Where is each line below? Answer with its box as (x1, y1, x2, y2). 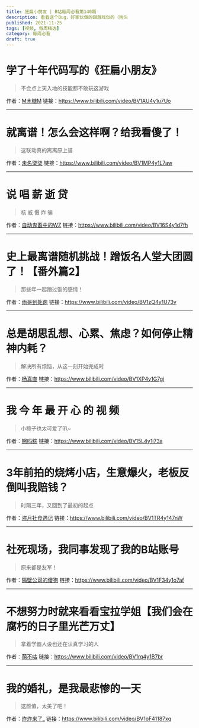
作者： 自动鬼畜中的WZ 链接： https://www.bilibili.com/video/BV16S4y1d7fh (6, 221, 188, 228)
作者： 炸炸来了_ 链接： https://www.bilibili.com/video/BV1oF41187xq (6, 715, 172, 723)
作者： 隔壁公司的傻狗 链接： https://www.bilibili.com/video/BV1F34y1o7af (6, 576, 185, 583)
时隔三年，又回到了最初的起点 (20, 501, 94, 509)
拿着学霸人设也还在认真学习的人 (20, 641, 99, 648)
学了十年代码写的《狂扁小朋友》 (6, 64, 162, 77)
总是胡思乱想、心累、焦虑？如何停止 (6, 327, 183, 340)
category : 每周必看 (6, 31, 51, 37)
